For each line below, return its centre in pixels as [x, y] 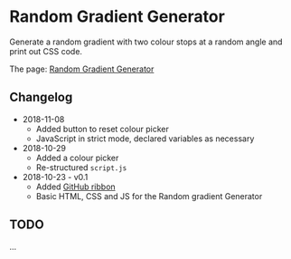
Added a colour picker [77, 158]
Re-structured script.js [81, 167]
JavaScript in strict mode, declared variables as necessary [145, 139]
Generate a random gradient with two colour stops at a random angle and [146, 42]
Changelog [41, 97]
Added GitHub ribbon [75, 187]
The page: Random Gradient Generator [82, 69]
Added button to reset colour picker [103, 129]
